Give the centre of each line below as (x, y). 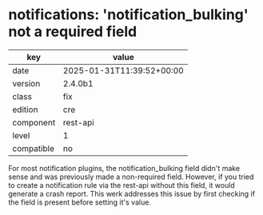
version (26, 83)
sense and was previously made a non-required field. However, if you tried (131, 177)
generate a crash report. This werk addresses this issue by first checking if (132, 193)
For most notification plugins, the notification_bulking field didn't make (124, 168)
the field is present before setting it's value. (80, 202)
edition (25, 109)
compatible (33, 148)
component (34, 122)
